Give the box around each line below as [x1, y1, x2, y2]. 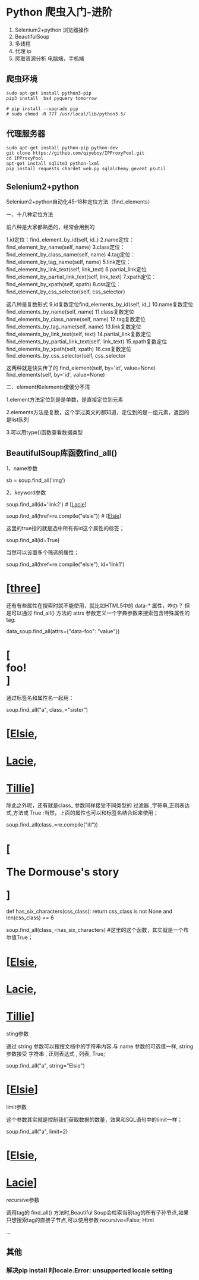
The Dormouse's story [6, 865, 119, 878]
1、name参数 [6, 465, 38, 472]
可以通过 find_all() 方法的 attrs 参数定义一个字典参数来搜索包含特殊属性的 [11, 609, 190, 616]
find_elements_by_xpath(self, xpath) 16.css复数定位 [6, 346, 132, 353]
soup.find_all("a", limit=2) [6, 1128, 68, 1135]
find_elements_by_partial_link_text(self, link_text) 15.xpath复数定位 [6, 338, 168, 345]
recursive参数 [6, 1196, 40, 1203]
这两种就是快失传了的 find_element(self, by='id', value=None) [6, 364, 156, 372]
